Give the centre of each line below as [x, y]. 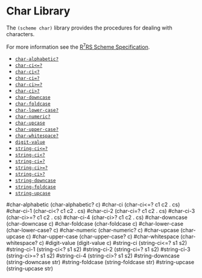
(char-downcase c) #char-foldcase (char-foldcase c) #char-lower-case [95, 223]
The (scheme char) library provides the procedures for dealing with [90, 28]
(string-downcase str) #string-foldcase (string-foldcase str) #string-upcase [100, 262]
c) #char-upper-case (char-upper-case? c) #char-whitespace [103, 236]
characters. [21, 34]
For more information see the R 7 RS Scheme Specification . [78, 46]
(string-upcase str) [30, 268]
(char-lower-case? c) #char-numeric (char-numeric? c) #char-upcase [93, 230]
